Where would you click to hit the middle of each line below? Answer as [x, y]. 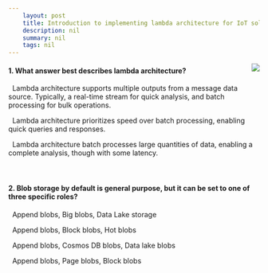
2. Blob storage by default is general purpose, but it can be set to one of [129, 188]
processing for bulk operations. [60, 105]
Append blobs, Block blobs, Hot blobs [74, 230]
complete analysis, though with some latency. [83, 153]
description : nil [51, 30]
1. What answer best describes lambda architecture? [97, 70]
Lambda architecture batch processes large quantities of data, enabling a [132, 145]
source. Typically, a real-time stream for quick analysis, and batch [116, 97]
